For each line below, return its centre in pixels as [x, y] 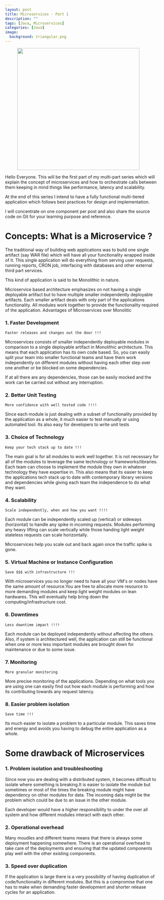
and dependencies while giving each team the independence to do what [78, 482]
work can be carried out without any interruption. [54, 382]
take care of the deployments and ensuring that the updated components [79, 848]
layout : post [18, 10]
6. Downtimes [22, 615]
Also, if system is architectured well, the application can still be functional [79, 639]
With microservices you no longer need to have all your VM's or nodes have [81, 581]
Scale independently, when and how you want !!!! [57, 510]
